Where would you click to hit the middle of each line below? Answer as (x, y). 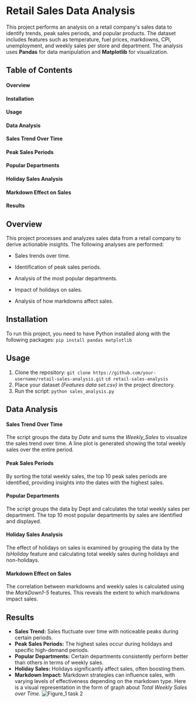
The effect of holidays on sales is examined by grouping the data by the (92, 547)
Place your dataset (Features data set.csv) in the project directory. (95, 385)
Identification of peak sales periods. (58, 267)
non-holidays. (23, 560)
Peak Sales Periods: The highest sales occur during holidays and (93, 644)
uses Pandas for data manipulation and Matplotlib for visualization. (87, 52)
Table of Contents (39, 71)
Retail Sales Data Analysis (71, 11)
